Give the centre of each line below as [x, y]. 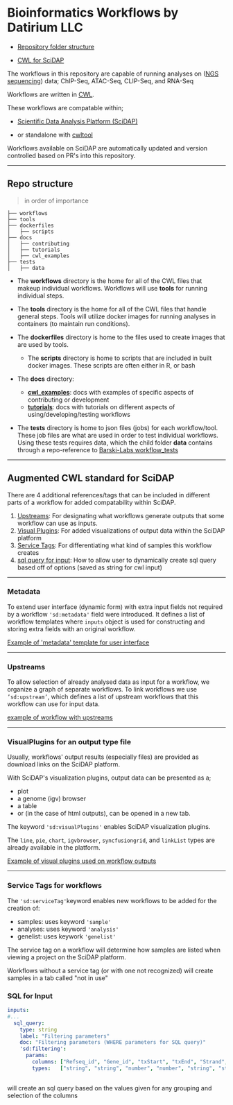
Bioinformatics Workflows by [93, 13]
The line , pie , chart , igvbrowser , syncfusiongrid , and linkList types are [111, 840]
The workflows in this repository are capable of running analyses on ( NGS [113, 74]
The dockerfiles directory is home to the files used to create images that [121, 337]
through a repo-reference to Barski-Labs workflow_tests [98, 449]
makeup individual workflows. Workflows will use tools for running [112, 288]
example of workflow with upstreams [60, 718]
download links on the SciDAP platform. [63, 764]
